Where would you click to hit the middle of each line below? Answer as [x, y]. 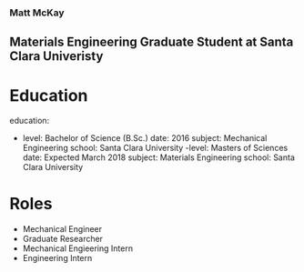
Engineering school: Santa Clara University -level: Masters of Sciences [155, 148]
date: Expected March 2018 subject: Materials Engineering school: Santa [159, 157]
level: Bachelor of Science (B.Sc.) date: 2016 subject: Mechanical [145, 138]
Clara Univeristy [56, 56]
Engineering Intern [57, 258]
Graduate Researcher [62, 239]
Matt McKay [37, 13]
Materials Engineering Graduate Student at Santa [152, 42]
